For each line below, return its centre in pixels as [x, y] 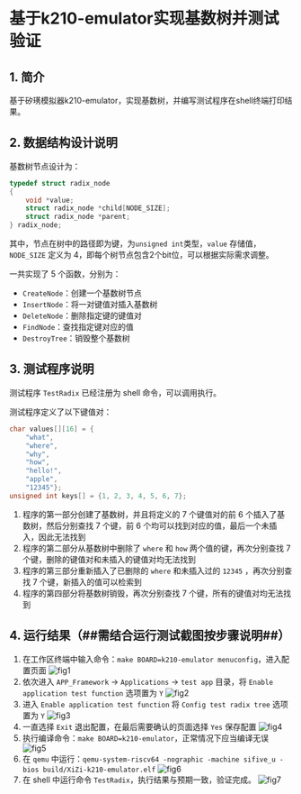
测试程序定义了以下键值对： [61, 412]
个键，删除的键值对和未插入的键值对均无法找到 [109, 559]
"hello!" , [44, 471]
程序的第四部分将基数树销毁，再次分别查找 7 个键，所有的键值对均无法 [153, 593]
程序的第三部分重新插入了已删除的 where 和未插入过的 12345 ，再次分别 [153, 570]
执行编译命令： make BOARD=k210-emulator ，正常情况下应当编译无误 [146, 738]
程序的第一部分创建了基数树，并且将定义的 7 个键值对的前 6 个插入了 [150, 514]
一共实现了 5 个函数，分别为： [65, 274]
